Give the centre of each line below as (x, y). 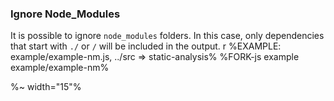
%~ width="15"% (46, 87)
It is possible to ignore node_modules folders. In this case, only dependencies (167, 36)
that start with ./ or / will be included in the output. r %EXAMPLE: (146, 46)
